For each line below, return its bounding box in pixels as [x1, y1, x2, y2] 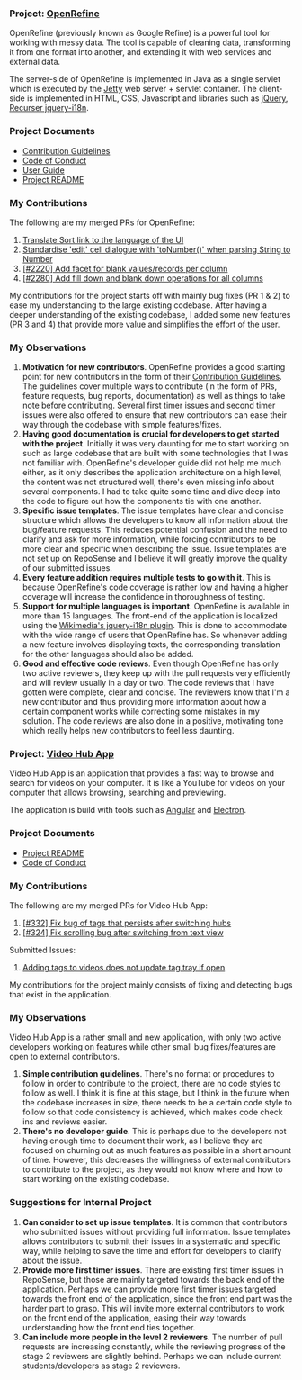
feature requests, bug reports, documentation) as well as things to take [22, 391, 286, 401]
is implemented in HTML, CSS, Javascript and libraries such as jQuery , [26, 93, 289, 104]
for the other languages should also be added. [22, 649, 194, 660]
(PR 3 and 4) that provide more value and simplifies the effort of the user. [9, 319, 280, 329]
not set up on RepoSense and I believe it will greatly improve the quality [22, 553, 288, 564]
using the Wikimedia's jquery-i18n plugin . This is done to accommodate [22, 620, 288, 631]
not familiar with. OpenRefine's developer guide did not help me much [22, 457, 282, 468]
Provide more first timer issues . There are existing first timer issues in [22, 1264, 285, 1276]
